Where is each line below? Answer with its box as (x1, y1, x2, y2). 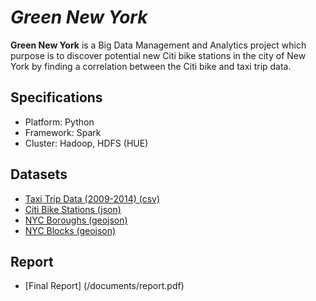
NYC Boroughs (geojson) (24, 214, 128, 226)
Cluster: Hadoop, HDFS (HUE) (24, 137, 149, 149)
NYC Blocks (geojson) (24, 224, 117, 236)
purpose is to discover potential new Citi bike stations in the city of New (10, 49, 307, 61)
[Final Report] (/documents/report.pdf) (24, 280, 185, 292)
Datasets (10, 166, 68, 183)
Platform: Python (24, 116, 95, 128)
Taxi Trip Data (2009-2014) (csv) (24, 192, 161, 205)
